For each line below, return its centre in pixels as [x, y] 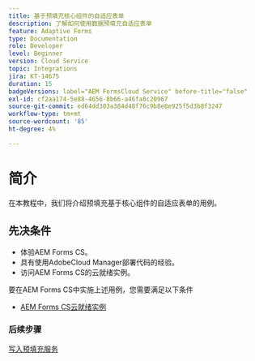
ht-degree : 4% [32, 129]
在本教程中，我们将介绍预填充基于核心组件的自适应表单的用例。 [115, 203]
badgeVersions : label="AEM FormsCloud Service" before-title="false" [128, 91]
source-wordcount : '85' [49, 122]
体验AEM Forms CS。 [56, 251]
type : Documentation [43, 39]
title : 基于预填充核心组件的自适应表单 [66, 16]
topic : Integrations [43, 69]
